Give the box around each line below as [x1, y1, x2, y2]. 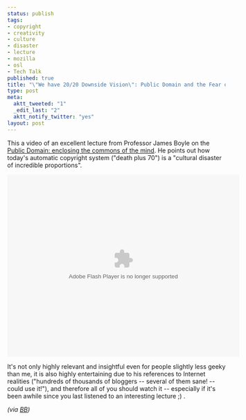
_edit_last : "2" [13, 107, 60, 114]
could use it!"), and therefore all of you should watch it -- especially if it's [7, 384, 216, 392]
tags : [7, 17, 23, 24]
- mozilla [7, 55, 36, 62]
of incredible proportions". [7, 161, 82, 169]
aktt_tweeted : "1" [13, 100, 67, 107]
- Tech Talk [7, 68, 42, 75]
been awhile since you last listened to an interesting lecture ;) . [7, 392, 186, 400]
